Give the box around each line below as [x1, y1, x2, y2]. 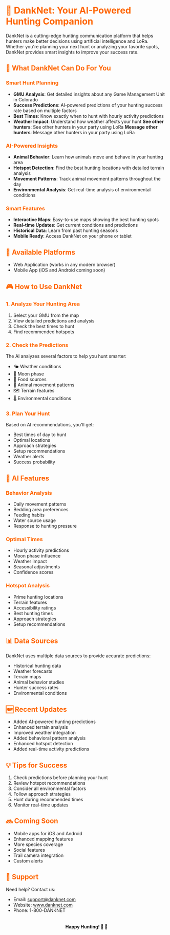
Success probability [13, 459, 55, 465]
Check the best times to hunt [13, 323, 75, 329]
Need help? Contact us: [6, 886, 56, 892]
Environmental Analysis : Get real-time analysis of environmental [13, 186, 151, 192]
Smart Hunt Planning [6, 79, 59, 86]
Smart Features [6, 205, 45, 212]
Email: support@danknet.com [13, 896, 76, 902]
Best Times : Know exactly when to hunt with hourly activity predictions [13, 113, 164, 119]
